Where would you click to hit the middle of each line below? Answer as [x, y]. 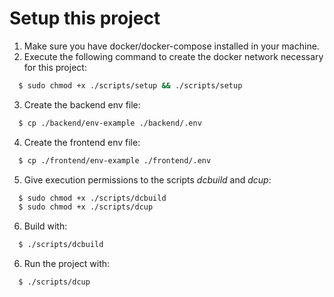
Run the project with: [67, 264]
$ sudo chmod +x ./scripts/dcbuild [92, 198]
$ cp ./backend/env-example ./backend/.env [110, 123]
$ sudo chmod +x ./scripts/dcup [86, 207]
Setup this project [85, 18]
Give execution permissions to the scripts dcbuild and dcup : [147, 179]
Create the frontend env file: [82, 142]
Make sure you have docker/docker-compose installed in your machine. [171, 46]
